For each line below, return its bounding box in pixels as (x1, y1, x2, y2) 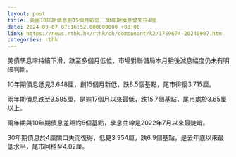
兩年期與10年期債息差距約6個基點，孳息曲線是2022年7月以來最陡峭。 (7, 118, 209, 127)
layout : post (7, 10, 46, 18)
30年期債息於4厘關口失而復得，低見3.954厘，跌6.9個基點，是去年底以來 (7, 134, 218, 142)
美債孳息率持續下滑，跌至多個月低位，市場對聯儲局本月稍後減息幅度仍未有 (7, 57, 223, 65)
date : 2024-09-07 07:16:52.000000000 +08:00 (7, 23, 140, 30)
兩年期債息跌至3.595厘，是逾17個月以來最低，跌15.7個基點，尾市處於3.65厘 (7, 95, 227, 104)
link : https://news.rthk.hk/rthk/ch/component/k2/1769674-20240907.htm (7, 29, 222, 37)
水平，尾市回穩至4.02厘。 (13, 142, 89, 151)
